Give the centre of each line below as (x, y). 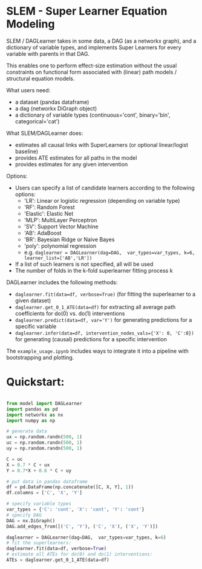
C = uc (15, 459)
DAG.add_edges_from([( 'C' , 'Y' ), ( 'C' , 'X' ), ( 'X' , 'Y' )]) (82, 526)
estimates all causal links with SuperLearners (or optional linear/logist (102, 145)
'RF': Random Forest (49, 207)
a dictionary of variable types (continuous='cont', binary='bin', (93, 115)
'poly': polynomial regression (60, 246)
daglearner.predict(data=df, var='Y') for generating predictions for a (103, 319)
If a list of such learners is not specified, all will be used (84, 264)
